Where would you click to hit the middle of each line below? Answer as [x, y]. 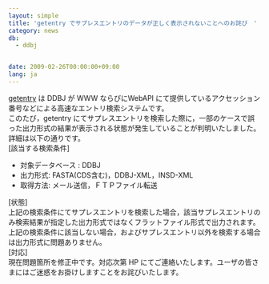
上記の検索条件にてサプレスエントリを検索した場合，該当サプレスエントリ [131, 212]
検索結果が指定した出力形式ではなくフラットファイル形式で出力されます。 [137, 222]
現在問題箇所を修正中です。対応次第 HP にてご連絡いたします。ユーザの [127, 262]
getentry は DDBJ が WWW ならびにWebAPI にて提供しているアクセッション [134, 98]
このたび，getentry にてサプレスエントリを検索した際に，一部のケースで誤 [132, 118]
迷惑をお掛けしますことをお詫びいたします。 [109, 272]
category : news [34, 30]
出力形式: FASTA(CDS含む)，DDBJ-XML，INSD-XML [106, 175]
